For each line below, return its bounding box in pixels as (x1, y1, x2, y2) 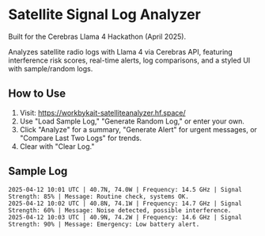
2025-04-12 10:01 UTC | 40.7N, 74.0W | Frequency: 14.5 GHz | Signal (8, 185, 243, 193)
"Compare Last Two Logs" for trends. (19, 133, 142, 143)
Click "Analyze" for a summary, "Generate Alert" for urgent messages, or (19, 124, 257, 134)
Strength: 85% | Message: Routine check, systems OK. (8, 192, 190, 200)
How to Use (8, 87, 66, 101)
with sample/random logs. (8, 63, 93, 73)
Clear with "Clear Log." (19, 141, 95, 151)
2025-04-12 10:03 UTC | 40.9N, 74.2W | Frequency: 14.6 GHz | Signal (8, 213, 243, 221)
